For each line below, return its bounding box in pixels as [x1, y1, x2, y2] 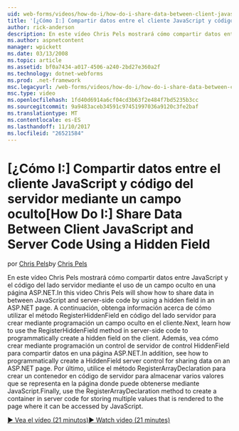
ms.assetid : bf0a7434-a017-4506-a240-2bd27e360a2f [7, 63, 161, 71]
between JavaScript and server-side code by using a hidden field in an [7, 296, 215, 305]
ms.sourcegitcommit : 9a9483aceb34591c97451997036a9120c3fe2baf [7, 103, 199, 110]
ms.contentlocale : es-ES [7, 116, 81, 123]
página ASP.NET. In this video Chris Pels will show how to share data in [7, 289, 215, 297]
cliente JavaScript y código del [7, 175, 194, 192]
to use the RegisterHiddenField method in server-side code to [7, 326, 188, 335]
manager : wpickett [7, 43, 62, 51]
